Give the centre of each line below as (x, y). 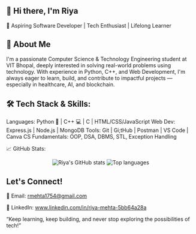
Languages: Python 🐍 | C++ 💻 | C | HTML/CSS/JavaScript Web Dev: (91, 122)
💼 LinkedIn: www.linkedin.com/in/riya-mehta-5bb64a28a (76, 208)
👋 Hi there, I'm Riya (42, 11)
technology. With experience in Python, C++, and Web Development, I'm (96, 71)
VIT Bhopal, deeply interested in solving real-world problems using (89, 65)
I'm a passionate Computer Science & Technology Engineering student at (97, 59)
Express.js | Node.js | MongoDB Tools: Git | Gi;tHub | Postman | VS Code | (97, 130)
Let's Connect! (34, 181)
